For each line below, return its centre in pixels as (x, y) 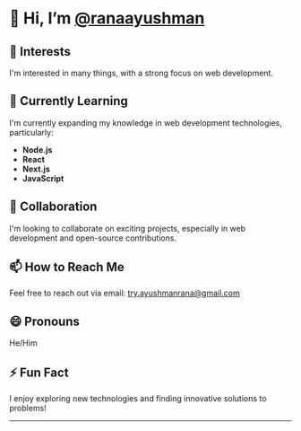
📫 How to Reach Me (67, 267)
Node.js (37, 150)
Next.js (36, 169)
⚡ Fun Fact (39, 372)
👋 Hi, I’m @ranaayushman (107, 18)
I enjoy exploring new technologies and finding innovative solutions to (138, 399)
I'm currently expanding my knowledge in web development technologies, (146, 123)
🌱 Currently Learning (69, 101)
